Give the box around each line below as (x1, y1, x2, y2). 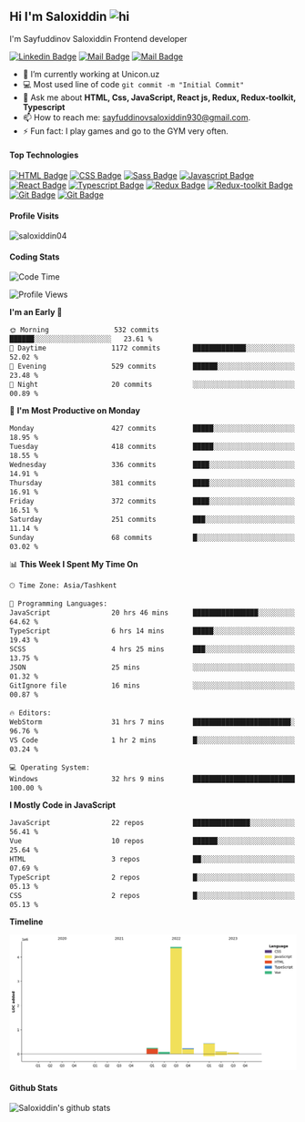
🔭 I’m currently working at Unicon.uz (22, 68, 160, 79)
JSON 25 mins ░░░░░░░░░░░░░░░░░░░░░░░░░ (9, 663, 296, 672)
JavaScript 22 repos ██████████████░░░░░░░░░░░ (9, 819, 296, 828)
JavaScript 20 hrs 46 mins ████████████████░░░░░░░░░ (9, 608, 296, 617)
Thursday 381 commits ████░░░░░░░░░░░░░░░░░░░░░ (9, 479, 296, 488)
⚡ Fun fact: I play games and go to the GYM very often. (22, 125, 229, 137)
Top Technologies (9, 149, 79, 160)
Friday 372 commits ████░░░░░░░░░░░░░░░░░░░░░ (9, 497, 296, 506)
